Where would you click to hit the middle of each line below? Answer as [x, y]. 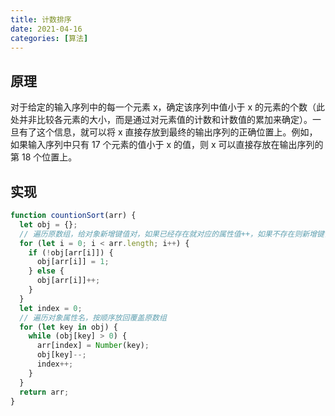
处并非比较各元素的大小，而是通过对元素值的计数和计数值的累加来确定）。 [161, 120]
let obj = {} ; [48, 224]
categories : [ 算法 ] [49, 38]
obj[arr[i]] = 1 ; [73, 262]
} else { [46, 271]
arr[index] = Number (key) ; [93, 346]
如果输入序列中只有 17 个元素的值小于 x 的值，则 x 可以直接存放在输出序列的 [167, 145]
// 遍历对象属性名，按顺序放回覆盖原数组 [93, 317]
